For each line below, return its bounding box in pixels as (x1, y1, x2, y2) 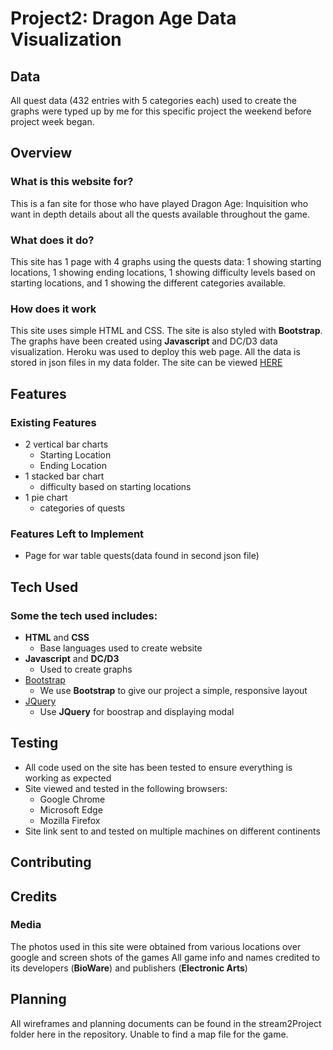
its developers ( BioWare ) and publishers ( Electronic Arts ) (10, 962, 248, 974)
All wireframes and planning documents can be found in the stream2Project (10, 1017, 322, 1029)
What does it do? (10, 233, 95, 247)
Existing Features (10, 415, 97, 429)
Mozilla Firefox (39, 814, 101, 826)
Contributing (10, 854, 92, 871)
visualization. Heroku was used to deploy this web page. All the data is (10, 346, 301, 358)
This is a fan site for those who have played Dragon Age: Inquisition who (10, 197, 309, 209)
